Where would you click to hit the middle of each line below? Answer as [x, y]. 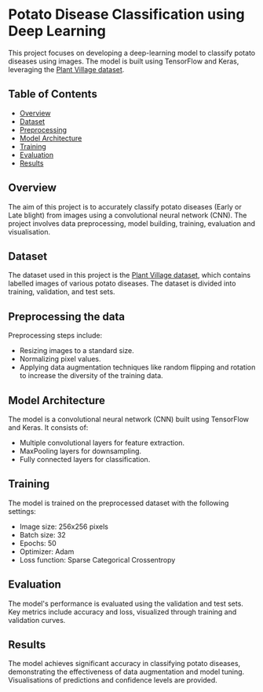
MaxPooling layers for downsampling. [80, 451]
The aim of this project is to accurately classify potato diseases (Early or [125, 206]
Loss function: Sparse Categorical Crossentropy [97, 559]
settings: [22, 511]
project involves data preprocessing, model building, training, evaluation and [131, 223]
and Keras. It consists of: [48, 428]
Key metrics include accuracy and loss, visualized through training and [122, 612]
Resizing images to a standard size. [77, 351]
